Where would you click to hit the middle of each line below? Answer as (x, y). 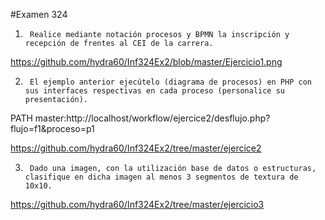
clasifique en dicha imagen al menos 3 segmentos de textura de (161, 177)
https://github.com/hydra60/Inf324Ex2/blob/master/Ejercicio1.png (146, 62)
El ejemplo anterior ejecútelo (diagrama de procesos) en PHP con (170, 82)
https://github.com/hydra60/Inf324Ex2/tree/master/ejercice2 (136, 148)
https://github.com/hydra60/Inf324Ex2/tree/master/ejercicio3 (137, 204)
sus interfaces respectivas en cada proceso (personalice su (155, 91)
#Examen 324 (39, 14)
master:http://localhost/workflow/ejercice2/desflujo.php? (152, 118)
